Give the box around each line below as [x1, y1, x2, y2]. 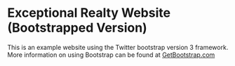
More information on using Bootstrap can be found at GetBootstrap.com [7, 51, 215, 59]
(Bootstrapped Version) [7, 20, 147, 36]
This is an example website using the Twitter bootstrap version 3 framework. [7, 43, 229, 51]
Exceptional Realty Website [7, 5, 170, 21]
